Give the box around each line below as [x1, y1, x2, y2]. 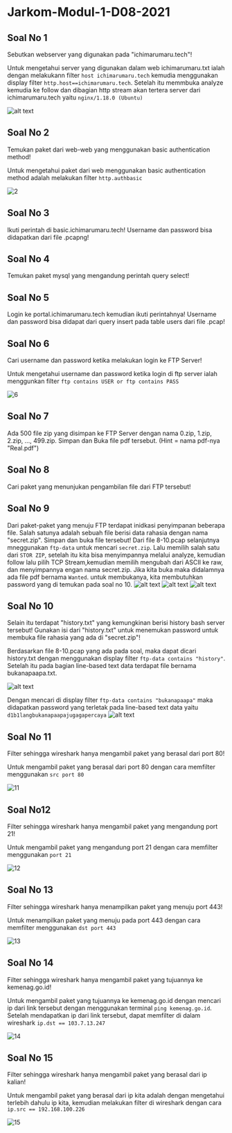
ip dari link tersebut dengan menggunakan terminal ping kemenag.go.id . [7, 1004, 213, 1012]
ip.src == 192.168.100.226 [7, 1106, 85, 1113]
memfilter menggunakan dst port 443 [7, 923, 116, 931]
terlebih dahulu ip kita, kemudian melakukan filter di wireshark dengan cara [7, 1099, 222, 1107]
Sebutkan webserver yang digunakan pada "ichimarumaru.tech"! [7, 50, 193, 58]
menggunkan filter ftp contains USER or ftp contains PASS [7, 377, 179, 386]
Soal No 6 [7, 338, 50, 350]
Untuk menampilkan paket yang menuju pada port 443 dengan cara [7, 915, 201, 924]
